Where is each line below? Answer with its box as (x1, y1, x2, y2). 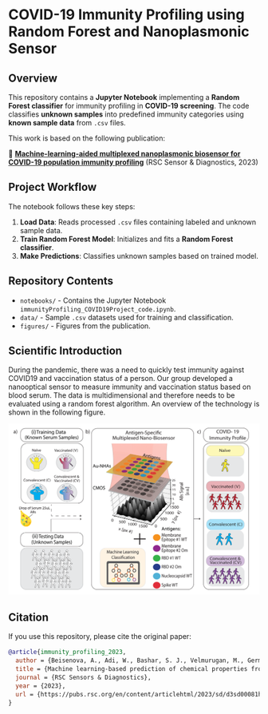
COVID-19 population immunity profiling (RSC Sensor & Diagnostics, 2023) (8, 157, 259, 167)
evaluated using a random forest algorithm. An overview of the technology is (8, 399, 260, 409)
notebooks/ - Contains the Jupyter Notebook (19, 296, 167, 305)
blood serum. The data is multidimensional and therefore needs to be (8, 391, 235, 400)
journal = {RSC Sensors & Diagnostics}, (15, 673, 152, 681)
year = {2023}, (15, 681, 66, 690)
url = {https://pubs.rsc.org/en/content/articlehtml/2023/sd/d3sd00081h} (15, 690, 266, 698)
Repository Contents (8, 274, 114, 288)
